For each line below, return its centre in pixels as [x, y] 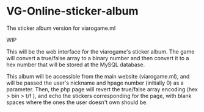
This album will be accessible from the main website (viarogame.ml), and [98, 76]
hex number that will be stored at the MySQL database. [76, 65]
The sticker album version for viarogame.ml [61, 28]
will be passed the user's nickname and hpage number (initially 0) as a [95, 83]
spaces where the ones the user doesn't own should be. [77, 102]
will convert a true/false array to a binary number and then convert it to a [98, 58]
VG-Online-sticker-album [72, 11]
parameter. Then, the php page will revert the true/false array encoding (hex [102, 89]
